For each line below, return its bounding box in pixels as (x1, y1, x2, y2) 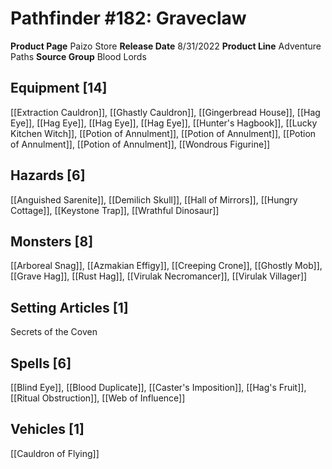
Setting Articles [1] (10, 299, 129, 316)
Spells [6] (10, 355, 72, 372)
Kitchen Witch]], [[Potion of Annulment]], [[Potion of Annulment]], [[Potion (10, 127, 317, 139)
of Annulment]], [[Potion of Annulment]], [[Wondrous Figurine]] (10, 138, 271, 150)
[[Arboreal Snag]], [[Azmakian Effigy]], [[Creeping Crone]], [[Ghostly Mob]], (10, 260, 323, 272)
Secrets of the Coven (10, 326, 98, 338)
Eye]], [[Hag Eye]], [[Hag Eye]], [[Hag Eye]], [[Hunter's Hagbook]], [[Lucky (10, 117, 318, 129)
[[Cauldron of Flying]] (10, 447, 100, 459)
